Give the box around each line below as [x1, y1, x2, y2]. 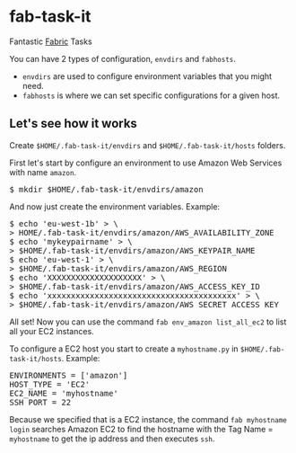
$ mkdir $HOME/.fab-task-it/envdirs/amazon [9, 184, 204, 194]
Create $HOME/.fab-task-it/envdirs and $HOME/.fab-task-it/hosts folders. [9, 139, 286, 150]
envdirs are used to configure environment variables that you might [22, 70, 272, 82]
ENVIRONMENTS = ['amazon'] [9, 370, 128, 380]
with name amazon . [9, 166, 77, 177]
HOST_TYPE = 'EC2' [9, 379, 91, 389]
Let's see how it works [9, 116, 137, 131]
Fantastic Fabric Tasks [9, 36, 92, 47]
